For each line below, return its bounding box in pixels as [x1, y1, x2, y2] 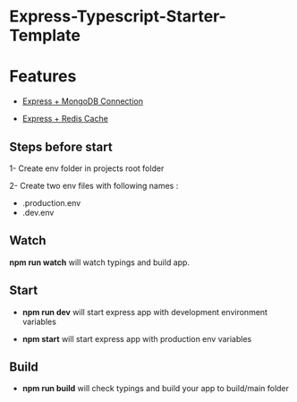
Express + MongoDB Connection [21, 96, 143, 107]
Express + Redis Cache [21, 114, 109, 124]
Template [9, 25, 81, 46]
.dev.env [21, 207, 55, 218]
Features [9, 66, 77, 87]
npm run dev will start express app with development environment [21, 306, 268, 317]
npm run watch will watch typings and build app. [9, 257, 191, 268]
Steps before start [9, 139, 114, 154]
